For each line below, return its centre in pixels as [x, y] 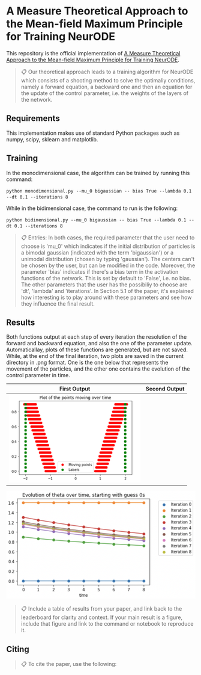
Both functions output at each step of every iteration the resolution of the [97, 337]
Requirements [33, 119]
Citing [18, 649]
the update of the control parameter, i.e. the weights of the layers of [105, 93]
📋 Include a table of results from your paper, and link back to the [101, 609]
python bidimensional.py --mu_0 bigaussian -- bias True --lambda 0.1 [96, 220]
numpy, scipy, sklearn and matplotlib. [52, 139]
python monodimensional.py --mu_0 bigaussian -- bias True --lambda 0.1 [99, 191]
